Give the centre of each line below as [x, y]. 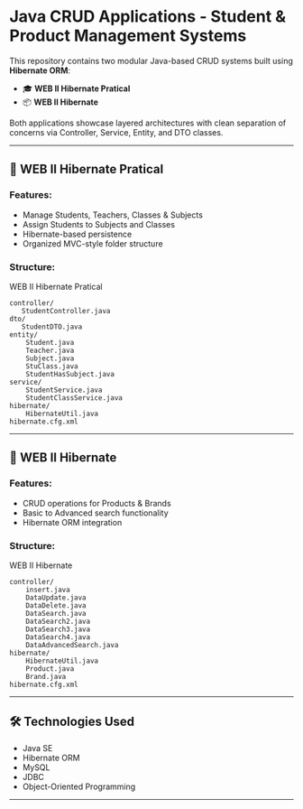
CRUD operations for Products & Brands [96, 503]
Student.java [50, 342]
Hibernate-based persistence [77, 234]
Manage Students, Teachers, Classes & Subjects [112, 215]
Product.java [50, 669]
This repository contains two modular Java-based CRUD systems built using [151, 60]
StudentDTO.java [52, 327]
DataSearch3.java [58, 629]
